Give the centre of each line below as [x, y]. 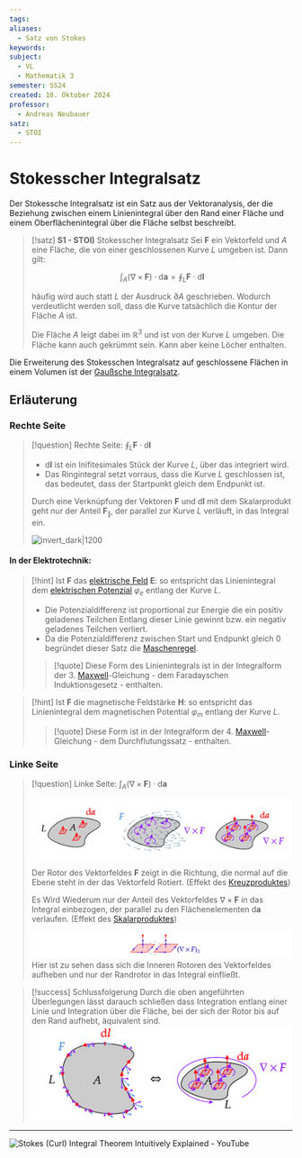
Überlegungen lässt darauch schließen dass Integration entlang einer [159, 1002]
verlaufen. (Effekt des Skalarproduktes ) [104, 919]
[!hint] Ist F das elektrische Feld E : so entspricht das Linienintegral [153, 580]
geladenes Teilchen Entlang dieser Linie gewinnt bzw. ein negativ [165, 619]
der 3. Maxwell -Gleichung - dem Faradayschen [141, 674]
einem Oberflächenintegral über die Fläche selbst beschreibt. [123, 223]
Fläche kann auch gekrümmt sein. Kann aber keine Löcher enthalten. [159, 344]
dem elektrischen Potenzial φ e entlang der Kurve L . [126, 592]
